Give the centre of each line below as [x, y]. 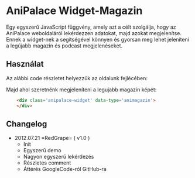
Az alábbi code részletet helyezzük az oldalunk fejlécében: [77, 78]
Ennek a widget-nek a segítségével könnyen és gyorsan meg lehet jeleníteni [97, 39]
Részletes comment [47, 163]
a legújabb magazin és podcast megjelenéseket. [64, 46]
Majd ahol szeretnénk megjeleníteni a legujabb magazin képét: [81, 90]
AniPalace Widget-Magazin [74, 11]
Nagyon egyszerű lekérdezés [59, 157]
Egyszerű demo [42, 150]
